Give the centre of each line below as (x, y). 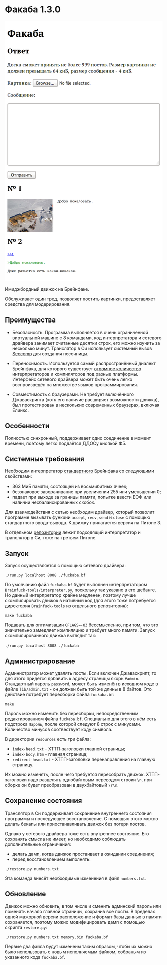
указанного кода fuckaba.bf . (35, 957)
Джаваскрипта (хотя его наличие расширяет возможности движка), (86, 399)
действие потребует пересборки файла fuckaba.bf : (60, 694)
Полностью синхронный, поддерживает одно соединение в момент (78, 438)
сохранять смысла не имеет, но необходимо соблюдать (65, 839)
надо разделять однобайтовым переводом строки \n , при (90, 780)
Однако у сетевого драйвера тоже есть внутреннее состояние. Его (77, 833)
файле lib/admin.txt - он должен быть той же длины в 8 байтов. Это (79, 689)
